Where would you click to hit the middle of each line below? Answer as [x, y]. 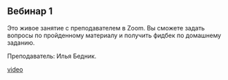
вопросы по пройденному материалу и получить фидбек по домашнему [114, 35]
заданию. [21, 42]
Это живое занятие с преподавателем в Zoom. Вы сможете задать [106, 28]
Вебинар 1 [30, 11]
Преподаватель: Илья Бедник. [52, 56]
